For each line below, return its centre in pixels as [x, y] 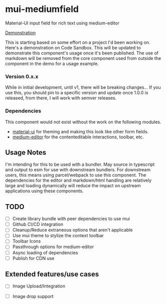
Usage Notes [26, 152]
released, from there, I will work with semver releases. [61, 98]
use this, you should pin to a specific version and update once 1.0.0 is [77, 93]
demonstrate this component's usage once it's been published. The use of [82, 53]
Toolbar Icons [26, 241]
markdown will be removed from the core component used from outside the [83, 58]
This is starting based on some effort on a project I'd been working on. [78, 42]
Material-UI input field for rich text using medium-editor [62, 23]
